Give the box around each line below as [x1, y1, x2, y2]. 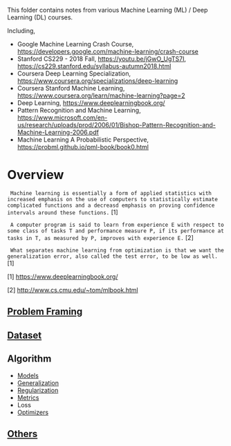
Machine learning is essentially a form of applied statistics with [10, 189, 212, 196]
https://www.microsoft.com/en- [17, 113, 108, 122]
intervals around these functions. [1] [7, 207, 119, 216]
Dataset [7, 329, 42, 341]
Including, [7, 27, 36, 35]
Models [17, 371, 39, 380]
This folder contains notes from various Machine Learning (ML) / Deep [7, 6, 208, 14]
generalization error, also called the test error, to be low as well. [7, 252, 218, 260]
